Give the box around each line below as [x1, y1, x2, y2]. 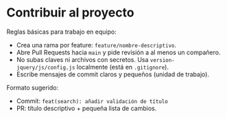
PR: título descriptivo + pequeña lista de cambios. [16, 104, 157, 112]
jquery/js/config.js [16, 64, 75, 71]
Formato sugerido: [6, 83, 59, 91]
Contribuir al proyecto [6, 5, 134, 21]
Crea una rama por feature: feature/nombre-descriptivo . [16, 41, 177, 49]
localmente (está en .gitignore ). [76, 63, 169, 71]
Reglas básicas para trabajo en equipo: [6, 28, 117, 36]
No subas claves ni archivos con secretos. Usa [16, 55, 149, 63]
